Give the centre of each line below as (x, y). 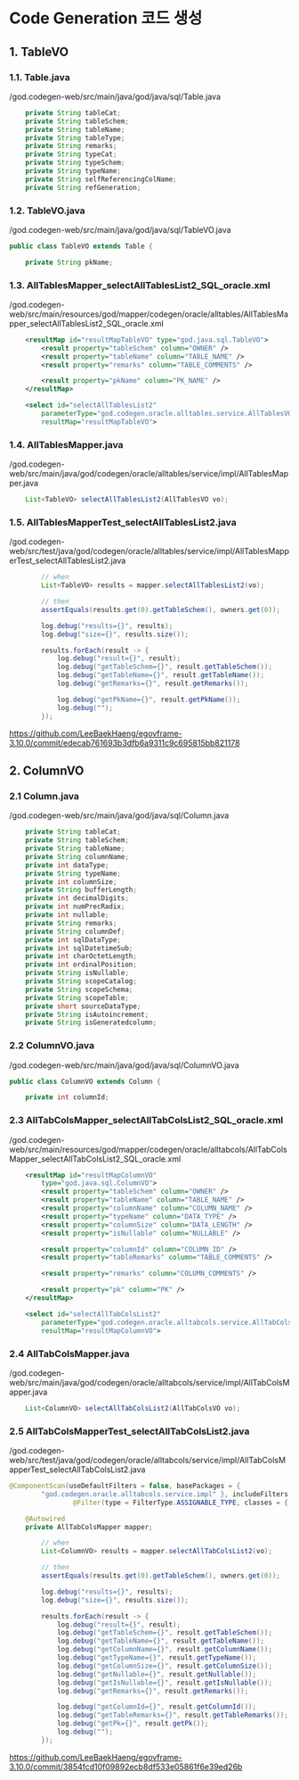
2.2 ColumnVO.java (52, 1046)
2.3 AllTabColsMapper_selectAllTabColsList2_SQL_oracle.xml (146, 1121)
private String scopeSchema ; (79, 989)
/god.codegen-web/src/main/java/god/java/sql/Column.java (119, 815)
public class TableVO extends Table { (81, 246)
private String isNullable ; (77, 973)
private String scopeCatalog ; (81, 981)
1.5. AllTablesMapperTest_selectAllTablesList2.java (123, 522)
